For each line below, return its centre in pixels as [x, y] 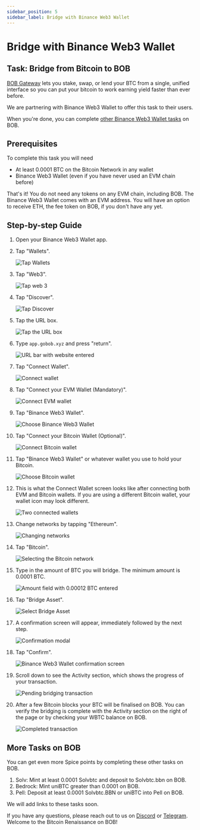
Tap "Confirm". [34, 652]
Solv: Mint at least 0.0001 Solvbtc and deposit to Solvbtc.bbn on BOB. [101, 780]
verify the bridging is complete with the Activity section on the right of [101, 711]
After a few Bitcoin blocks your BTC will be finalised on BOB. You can [100, 705]
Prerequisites [32, 144]
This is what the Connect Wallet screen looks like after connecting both [103, 489]
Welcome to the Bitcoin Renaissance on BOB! [62, 822]
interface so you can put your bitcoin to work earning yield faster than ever [99, 89]
